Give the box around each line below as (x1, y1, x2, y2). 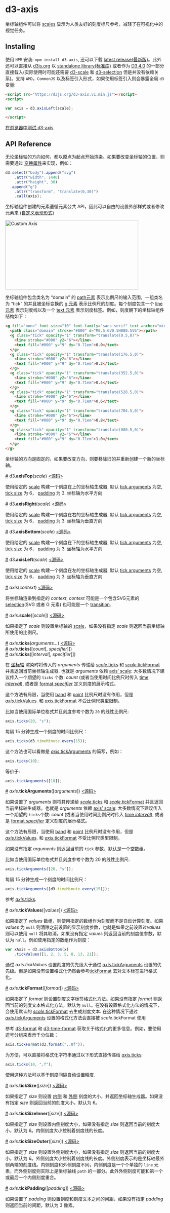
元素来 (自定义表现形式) (5, 210, 55, 216)
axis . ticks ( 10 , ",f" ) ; (5, 1062, 53, 1067)
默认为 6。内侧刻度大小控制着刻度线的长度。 (14, 1127, 107, 1133)
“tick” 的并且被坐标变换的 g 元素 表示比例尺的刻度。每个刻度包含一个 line (11, 300, 163, 307)
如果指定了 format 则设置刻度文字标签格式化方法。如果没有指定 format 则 (5, 996, 158, 1002)
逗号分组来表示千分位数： (5, 1032, 59, 1038)
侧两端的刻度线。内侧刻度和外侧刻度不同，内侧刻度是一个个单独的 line (5, 1161, 153, 1167)
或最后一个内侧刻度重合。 (5, 1174, 59, 1180)
